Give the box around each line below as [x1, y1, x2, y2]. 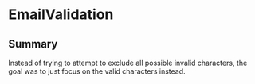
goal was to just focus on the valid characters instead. [8, 67, 186, 76]
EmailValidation [8, 6, 114, 24]
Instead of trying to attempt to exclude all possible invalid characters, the [8, 58, 248, 67]
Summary [8, 37, 58, 51]
